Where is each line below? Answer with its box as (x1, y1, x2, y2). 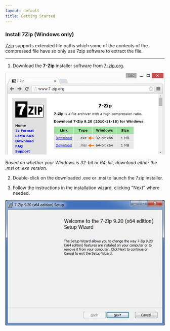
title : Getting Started (5, 13, 56, 19)
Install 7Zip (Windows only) (5, 31, 74, 38)
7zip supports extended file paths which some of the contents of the (5, 42, 148, 48)
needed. (12, 190, 30, 196)
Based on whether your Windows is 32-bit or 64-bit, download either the (5, 159, 157, 165)
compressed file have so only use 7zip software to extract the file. (5, 48, 143, 54)
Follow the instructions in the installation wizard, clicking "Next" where (12, 185, 160, 191)
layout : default (5, 8, 39, 13)
